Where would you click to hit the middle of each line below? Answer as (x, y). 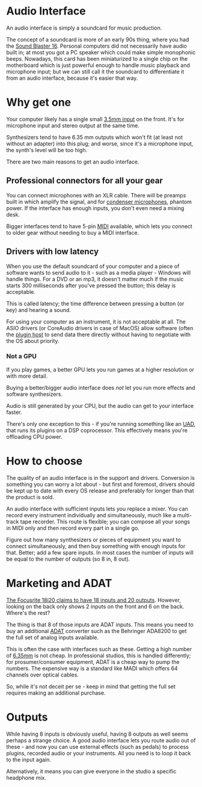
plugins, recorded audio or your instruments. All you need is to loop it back (99, 753)
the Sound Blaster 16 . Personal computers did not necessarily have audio (97, 46)
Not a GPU (22, 356)
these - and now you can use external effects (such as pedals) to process (98, 747)
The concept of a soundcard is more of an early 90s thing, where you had (98, 39)
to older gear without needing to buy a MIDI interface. (73, 232)
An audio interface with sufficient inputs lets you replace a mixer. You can (97, 509)
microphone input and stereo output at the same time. (73, 126)
